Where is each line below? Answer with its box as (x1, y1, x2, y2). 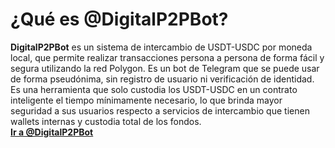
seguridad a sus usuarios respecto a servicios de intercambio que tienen (10, 104, 310, 117)
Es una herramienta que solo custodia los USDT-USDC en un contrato (10, 83, 298, 95)
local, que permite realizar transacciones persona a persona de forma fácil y (10, 51, 325, 63)
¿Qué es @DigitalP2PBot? (10, 8, 229, 31)
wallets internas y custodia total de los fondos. (10, 115, 202, 127)
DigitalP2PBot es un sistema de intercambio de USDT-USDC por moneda (10, 41, 313, 53)
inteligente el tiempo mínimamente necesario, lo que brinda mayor (10, 94, 283, 106)
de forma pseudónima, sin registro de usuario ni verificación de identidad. (10, 73, 315, 85)
